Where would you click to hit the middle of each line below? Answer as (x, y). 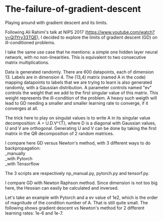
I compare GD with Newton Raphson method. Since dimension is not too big (81, 183)
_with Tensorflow (22, 164)
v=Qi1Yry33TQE (21, 37)
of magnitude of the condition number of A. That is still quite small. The (77, 202)
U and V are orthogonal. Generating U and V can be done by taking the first (81, 128)
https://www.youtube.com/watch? (121, 32)
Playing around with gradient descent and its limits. (56, 23)
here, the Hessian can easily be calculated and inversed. (62, 188)
